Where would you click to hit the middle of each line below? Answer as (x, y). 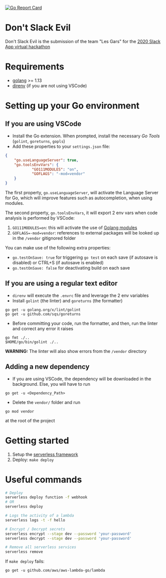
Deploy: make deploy (33, 460)
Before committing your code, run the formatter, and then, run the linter (85, 323)
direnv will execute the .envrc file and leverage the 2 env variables (81, 295)
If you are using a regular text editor (61, 283)
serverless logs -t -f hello (35, 520)
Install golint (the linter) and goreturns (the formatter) (67, 300)
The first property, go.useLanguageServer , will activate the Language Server (82, 193)
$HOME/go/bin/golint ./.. (32, 342)
